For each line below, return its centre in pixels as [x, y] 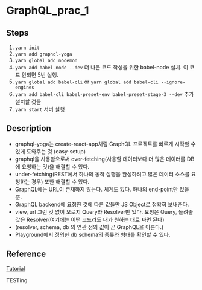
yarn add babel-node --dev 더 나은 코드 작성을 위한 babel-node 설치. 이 [102, 67]
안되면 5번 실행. [40, 75]
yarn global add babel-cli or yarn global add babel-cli [87, 82]
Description [29, 128]
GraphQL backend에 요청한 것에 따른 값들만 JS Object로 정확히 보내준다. [102, 204]
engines [24, 88]
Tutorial [16, 268]
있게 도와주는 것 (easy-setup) [50, 151]
